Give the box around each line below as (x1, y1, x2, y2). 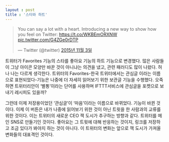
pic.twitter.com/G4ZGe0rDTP (17, 36, 79, 43)
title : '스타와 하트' (5, 12, 48, 17)
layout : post (5, 7, 35, 13)
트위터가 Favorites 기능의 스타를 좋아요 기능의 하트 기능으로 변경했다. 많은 (5, 57, 151, 63)
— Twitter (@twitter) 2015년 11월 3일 (17, 47, 92, 53)
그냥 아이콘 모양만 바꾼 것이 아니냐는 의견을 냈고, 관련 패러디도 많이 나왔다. (10, 64, 157, 70)
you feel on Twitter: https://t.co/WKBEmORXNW (17, 31, 118, 37)
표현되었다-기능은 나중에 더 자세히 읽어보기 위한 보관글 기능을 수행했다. (14, 77, 154, 83)
